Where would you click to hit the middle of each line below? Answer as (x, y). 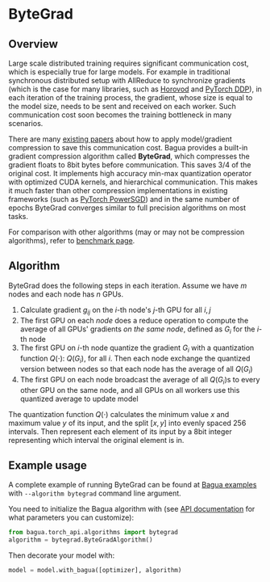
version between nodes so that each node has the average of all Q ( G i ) (136, 370)
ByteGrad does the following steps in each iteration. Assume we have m (128, 285)
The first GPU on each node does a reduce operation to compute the (134, 320)
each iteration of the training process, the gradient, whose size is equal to (131, 97)
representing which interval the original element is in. (96, 440)
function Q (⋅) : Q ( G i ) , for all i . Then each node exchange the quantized (135, 359)
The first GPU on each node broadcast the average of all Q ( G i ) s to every (140, 380)
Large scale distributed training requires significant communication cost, (129, 63)
